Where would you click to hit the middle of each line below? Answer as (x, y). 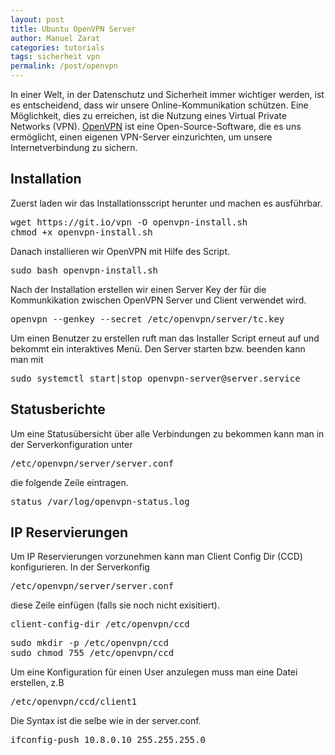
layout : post (37, 19)
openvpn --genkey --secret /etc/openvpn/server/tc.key (147, 319)
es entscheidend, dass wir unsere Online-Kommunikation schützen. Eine (159, 105)
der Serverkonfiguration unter (71, 444)
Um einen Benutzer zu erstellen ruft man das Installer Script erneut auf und (165, 338)
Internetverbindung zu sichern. (74, 147)
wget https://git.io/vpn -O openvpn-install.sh (129, 222)
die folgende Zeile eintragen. (69, 482)
